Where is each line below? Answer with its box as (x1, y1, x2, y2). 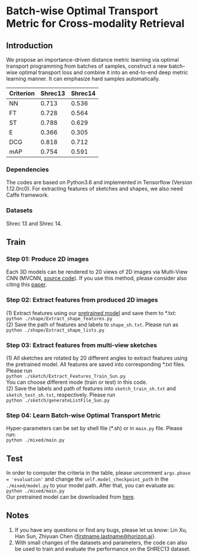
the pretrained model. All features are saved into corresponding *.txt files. (6, 361, 186, 368)
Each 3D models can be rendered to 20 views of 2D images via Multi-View (6, 269, 188, 276)
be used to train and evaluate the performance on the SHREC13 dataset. (14, 545, 191, 552)
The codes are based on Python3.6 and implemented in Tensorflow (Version (6, 179, 193, 186)
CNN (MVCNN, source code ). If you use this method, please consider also (6, 275, 187, 282)
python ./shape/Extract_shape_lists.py (6, 327, 105, 333)
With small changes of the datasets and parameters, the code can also (14, 539, 188, 546)
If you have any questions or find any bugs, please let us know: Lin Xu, (14, 526, 188, 533)
